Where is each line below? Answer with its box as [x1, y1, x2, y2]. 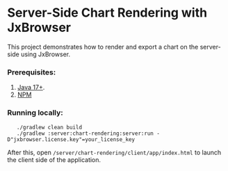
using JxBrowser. [20, 50, 71, 58]
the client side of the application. [7, 155, 101, 164]
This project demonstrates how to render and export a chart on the [7, 42, 199, 51]
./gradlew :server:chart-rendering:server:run [16, 130, 154, 137]
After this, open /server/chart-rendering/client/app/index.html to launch [7, 148, 222, 156]
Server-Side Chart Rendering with [7, 5, 207, 21]
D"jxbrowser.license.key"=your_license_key [7, 136, 136, 143]
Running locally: [7, 108, 64, 117]
